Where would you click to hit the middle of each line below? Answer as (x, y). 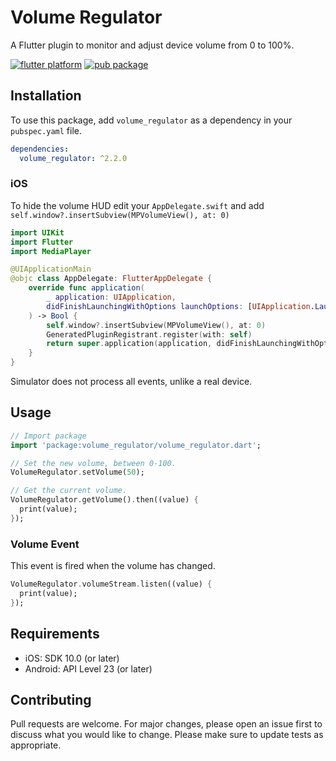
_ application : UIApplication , (111, 297)
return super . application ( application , (129, 344)
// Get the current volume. (69, 491)
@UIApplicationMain (51, 269)
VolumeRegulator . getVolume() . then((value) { (104, 500)
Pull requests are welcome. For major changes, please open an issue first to (166, 724)
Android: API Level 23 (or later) (88, 668)
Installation (46, 96)
